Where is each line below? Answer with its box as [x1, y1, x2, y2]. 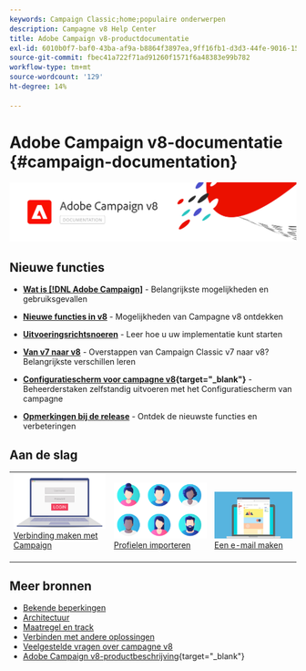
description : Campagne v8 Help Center [9, 24, 157, 34]
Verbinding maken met [13, 530, 98, 541]
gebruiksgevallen [22, 294, 88, 305]
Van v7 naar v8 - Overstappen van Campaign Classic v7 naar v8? [22, 346, 270, 357]
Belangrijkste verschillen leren [22, 356, 137, 367]
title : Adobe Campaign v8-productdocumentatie [9, 34, 189, 43]
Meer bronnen [9, 578, 92, 594]
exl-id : [9, 44, 39, 53]
